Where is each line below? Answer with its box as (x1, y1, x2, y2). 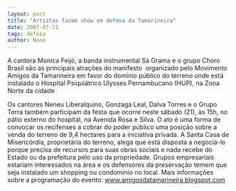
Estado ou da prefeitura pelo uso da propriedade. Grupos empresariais (7, 153, 215, 162)
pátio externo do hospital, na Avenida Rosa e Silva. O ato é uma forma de (7, 115, 221, 124)
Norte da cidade (7, 87, 55, 95)
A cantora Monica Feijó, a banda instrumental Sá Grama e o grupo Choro (7, 56, 220, 65)
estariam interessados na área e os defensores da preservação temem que (7, 160, 227, 169)
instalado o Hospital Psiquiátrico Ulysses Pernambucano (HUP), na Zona (7, 79, 220, 87)
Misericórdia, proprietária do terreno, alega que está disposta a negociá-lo (7, 138, 226, 146)
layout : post (7, 10, 46, 18)
